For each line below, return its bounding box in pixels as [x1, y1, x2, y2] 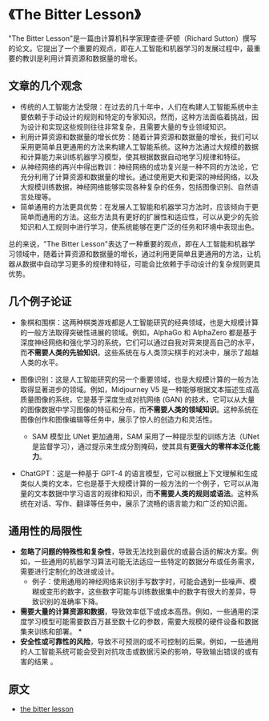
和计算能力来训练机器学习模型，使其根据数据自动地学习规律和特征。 [19, 152, 245, 162]
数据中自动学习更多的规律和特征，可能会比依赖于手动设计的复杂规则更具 [22, 258, 261, 268]
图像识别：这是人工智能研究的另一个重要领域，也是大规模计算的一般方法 [19, 375, 259, 384]
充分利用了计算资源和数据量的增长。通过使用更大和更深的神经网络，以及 [19, 172, 259, 182]
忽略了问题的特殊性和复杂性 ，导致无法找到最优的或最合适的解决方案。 [19, 547, 252, 556]
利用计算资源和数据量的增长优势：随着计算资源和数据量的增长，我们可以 [19, 132, 259, 142]
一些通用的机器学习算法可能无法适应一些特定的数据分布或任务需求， [34, 557, 259, 567]
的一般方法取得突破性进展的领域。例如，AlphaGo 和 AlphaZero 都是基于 [19, 327, 258, 337]
